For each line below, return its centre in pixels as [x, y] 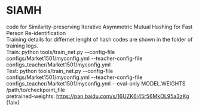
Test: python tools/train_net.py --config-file [60, 71]
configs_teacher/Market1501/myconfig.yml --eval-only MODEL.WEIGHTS [96, 83]
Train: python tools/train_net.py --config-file [61, 52]
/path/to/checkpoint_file [36, 90]
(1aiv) [13, 102]
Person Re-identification [36, 33]
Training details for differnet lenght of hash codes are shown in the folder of [99, 39]
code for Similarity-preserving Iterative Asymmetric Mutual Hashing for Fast [99, 27]
